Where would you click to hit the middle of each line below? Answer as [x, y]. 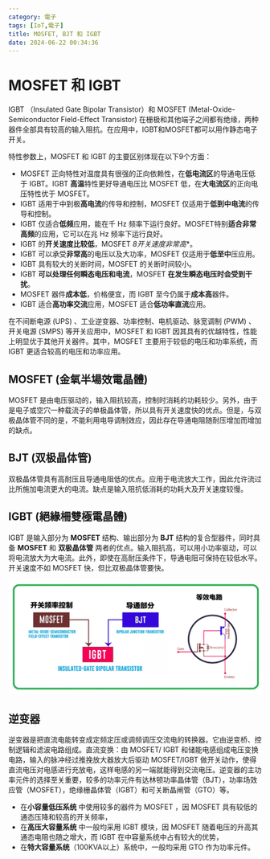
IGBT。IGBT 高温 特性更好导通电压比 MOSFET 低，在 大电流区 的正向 [140, 184]
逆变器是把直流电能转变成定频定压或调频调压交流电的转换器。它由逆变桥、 [131, 740]
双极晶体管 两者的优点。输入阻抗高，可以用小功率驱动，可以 [157, 547]
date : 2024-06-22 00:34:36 [53, 43]
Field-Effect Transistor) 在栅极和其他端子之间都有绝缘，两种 [160, 120]
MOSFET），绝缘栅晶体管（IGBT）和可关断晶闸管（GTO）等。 [132, 790]
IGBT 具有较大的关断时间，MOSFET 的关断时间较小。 [108, 264]
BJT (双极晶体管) [50, 458]
